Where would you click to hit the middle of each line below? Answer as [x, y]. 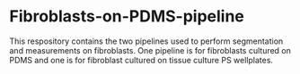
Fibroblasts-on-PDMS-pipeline [127, 16]
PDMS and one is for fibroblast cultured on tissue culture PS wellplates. [141, 60]
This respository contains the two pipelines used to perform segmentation [146, 41]
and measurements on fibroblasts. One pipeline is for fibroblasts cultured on [150, 50]
